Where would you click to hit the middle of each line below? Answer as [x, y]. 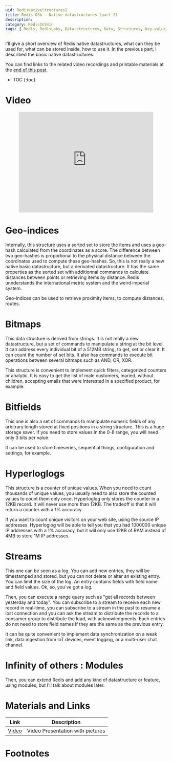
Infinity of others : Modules [64, 665]
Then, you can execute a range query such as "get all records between [80, 597]
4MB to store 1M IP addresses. [38, 536]
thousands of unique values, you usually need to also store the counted [81, 493]
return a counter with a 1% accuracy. [44, 509]
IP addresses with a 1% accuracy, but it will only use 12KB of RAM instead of [86, 530]
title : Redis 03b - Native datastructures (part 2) [61, 15]
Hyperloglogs [35, 474]
